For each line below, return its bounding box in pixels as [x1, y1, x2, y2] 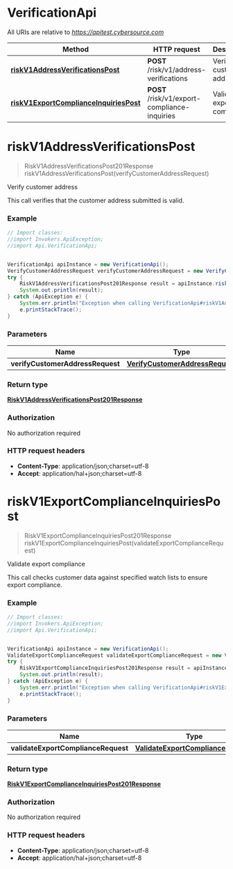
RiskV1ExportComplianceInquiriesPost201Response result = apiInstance [19, 664, 228, 672]
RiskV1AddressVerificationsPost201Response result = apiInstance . [19, 280, 216, 287]
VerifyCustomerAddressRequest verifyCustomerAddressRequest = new [7, 267, 203, 274]
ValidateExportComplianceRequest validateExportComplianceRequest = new [7, 652, 222, 659]
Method [62, 44, 89, 54]
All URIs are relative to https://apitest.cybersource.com [7, 28, 164, 36]
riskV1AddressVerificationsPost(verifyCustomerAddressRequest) [24, 169, 209, 177]
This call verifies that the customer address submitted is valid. [7, 196, 184, 205]
